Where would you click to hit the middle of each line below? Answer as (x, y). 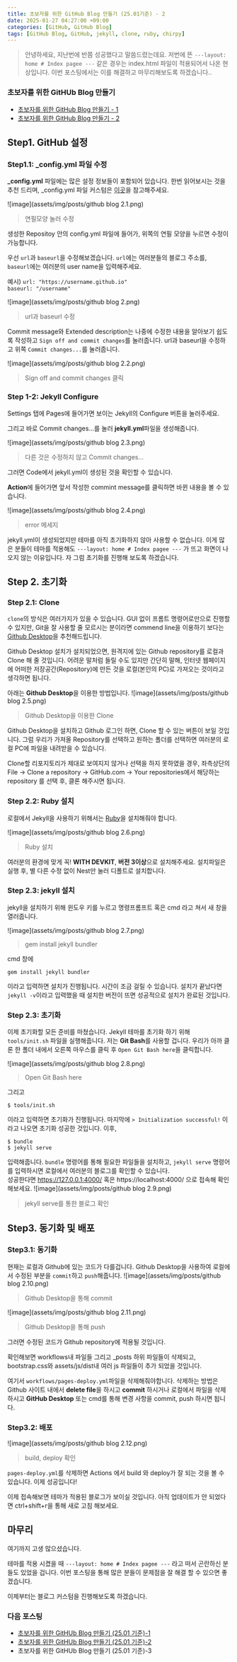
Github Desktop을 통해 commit (69, 1298)
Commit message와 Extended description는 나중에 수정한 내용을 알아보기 (111, 332)
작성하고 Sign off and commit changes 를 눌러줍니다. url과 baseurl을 (111, 340)
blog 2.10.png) (28, 1283)
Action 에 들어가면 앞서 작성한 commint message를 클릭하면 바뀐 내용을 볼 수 (115, 487)
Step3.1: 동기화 (33, 1250)
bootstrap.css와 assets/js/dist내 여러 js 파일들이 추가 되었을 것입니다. (105, 1365)
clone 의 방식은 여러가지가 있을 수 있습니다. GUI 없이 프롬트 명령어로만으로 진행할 (119, 619)
